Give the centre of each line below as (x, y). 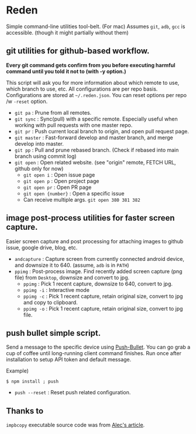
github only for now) (39, 168)
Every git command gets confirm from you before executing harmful (91, 65)
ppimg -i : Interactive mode (56, 290)
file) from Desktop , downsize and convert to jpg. (72, 277)
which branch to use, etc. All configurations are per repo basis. (82, 89)
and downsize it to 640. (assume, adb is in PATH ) (72, 265)
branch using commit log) (46, 156)
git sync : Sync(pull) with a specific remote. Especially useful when (96, 119)
